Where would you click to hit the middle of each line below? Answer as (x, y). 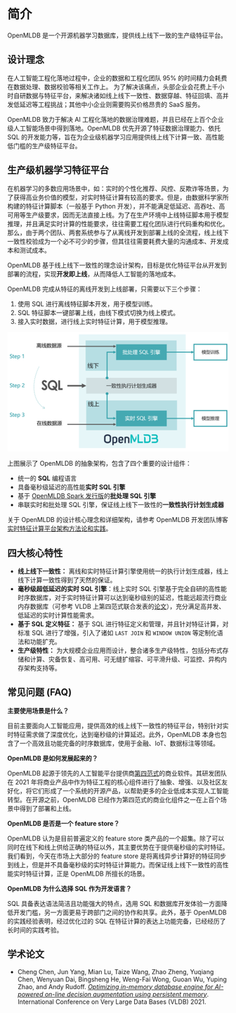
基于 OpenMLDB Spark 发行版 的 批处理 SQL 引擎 (87, 496)
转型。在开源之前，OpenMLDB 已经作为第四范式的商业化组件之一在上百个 (114, 800)
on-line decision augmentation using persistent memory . (127, 994)
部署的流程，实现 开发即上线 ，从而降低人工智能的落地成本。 (93, 274)
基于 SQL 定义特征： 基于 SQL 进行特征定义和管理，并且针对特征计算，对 (123, 624)
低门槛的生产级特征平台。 (44, 146)
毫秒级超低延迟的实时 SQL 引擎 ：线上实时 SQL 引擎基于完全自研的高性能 (122, 589)
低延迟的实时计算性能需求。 (58, 615)
